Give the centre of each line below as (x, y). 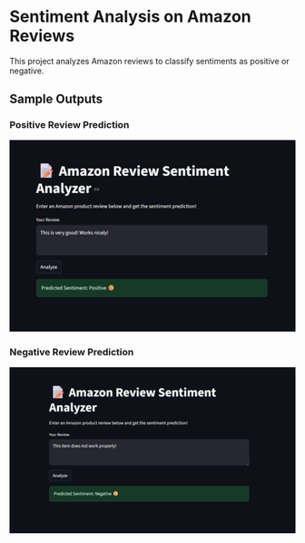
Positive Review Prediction (69, 125)
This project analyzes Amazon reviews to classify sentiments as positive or (149, 61)
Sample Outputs (56, 99)
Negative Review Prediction (72, 353)
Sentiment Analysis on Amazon (130, 17)
